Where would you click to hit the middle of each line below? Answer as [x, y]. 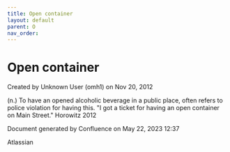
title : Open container [40, 14]
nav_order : [23, 33]
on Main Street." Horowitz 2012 [52, 115]
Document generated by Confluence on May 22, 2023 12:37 [93, 129]
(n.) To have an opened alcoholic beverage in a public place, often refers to [115, 100]
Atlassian [20, 142]
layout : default [31, 20]
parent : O [22, 26]
